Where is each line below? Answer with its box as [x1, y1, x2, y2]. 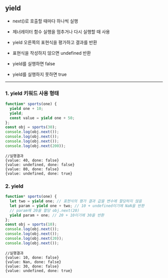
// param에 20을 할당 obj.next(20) [9, 208, 80, 213]
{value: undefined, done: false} [5, 162, 75, 167]
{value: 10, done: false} [5, 255, 59, 260]
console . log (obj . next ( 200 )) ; [5, 143, 66, 149]
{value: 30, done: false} [5, 263, 59, 269]
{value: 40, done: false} [5, 158, 59, 163]
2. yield [5, 183, 23, 190]
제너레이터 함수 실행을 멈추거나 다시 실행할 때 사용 [12, 29, 110, 35]
